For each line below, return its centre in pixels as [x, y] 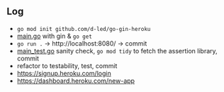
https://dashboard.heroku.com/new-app [76, 81]
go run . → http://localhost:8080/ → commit [82, 43]
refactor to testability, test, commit [67, 65]
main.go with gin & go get [55, 36]
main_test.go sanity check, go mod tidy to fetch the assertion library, [117, 51]
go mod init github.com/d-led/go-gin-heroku [84, 29]
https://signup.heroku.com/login [64, 73]
